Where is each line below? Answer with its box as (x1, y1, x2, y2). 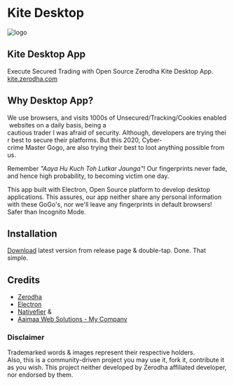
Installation (7, 228, 57, 240)
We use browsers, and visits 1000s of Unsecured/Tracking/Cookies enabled (7, 113, 227, 122)
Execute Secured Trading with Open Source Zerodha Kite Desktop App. (7, 67, 214, 75)
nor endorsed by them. (7, 371, 74, 379)
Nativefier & (17, 308, 52, 316)
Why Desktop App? (7, 95, 94, 106)
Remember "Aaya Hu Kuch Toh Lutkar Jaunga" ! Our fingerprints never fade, (7, 164, 228, 172)
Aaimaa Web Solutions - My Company (17, 315, 128, 324)
